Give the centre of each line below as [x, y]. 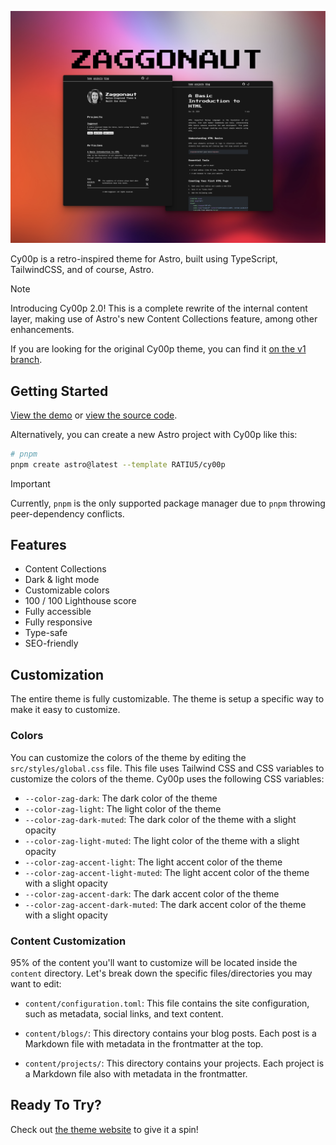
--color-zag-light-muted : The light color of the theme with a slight [162, 840]
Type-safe [46, 633]
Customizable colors [67, 590]
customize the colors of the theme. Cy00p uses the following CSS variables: [167, 778]
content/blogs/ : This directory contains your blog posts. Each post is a [170, 1033]
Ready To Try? [56, 1105]
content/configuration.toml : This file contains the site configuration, [167, 1003]
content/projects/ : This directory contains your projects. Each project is [174, 1063]
